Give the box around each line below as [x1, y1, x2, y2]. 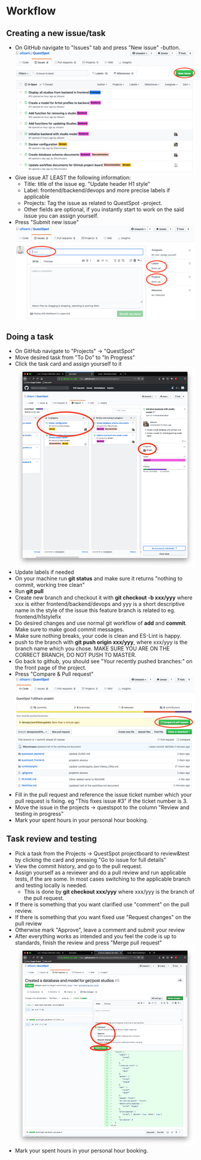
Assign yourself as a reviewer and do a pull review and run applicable [14, 869, 187, 876]
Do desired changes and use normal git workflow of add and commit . [14, 619, 187, 627]
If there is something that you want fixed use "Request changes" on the [14, 913, 191, 921]
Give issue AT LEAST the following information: [14, 174, 131, 181]
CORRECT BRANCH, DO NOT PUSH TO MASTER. [14, 652, 136, 659]
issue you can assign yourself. [23, 212, 99, 219]
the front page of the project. [14, 664, 87, 671]
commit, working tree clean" [14, 581, 85, 589]
